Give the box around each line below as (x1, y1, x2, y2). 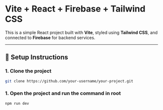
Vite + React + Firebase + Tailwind (5, 3, 146, 14)
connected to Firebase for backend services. (5, 35, 96, 41)
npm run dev (5, 101, 29, 106)
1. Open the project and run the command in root (5, 90, 121, 97)
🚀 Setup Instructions (5, 53, 68, 61)
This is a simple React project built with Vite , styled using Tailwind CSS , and (5, 29, 158, 35)
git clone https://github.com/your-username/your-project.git (5, 79, 133, 83)
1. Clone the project (5, 68, 52, 74)
